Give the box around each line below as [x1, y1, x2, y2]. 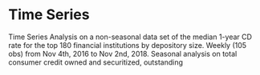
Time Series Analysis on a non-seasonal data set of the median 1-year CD [8, 32, 253, 41]
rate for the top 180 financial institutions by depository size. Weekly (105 [8, 40, 247, 49]
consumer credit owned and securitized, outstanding [8, 57, 183, 67]
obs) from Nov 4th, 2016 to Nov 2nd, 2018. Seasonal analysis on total [8, 49, 238, 58]
